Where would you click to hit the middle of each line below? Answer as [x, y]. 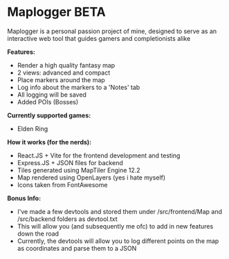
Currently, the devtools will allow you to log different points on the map [118, 241]
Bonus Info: [24, 198]
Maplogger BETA [56, 12]
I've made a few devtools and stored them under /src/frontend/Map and [120, 211]
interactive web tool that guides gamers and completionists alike [99, 38]
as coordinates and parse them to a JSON [77, 248]
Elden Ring [33, 128]
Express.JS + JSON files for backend [70, 162]
